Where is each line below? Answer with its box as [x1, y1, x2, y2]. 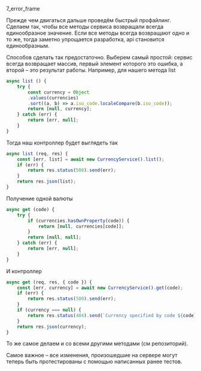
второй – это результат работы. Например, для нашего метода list [6, 67, 176, 74]
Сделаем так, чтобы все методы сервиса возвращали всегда [6, 23, 164, 30]
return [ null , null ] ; [28, 234, 82, 240]
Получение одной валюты [6, 195, 73, 202]
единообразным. [6, 42, 50, 49]
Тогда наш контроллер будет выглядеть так [6, 139, 118, 146]
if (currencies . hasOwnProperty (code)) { [28, 218, 130, 224]
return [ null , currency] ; [28, 106, 93, 112]
